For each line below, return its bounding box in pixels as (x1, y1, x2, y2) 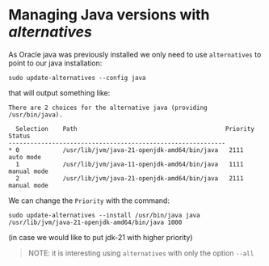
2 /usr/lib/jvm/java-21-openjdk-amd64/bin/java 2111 (15, 174, 244, 183)
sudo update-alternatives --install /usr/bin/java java (8, 211, 200, 219)
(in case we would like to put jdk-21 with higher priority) (8, 232, 193, 242)
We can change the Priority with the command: (8, 196, 170, 205)
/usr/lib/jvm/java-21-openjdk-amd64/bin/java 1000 (8, 218, 183, 226)
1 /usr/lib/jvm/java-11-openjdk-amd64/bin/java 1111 (15, 160, 244, 168)
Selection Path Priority (15, 125, 254, 133)
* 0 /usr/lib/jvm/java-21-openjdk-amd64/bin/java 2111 (8, 146, 244, 154)
